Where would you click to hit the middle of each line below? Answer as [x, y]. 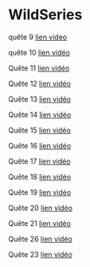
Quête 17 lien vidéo [39, 161]
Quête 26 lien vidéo [41, 239]
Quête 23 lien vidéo [41, 254]
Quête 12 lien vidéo [40, 83]
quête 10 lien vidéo [39, 52]
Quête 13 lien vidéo [40, 99]
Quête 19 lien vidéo [40, 192]
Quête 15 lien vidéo [40, 130]
